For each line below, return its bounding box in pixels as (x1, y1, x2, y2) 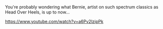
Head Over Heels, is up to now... (5, 9, 70, 15)
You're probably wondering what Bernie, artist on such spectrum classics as (5, 4, 159, 10)
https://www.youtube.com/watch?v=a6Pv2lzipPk (5, 19, 103, 24)
